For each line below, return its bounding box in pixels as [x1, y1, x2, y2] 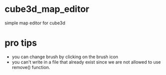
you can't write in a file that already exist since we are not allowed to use [11, 59, 161, 65]
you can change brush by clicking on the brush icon [11, 54, 119, 60]
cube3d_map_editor [4, 3, 90, 15]
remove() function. [11, 64, 50, 70]
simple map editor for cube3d [4, 20, 66, 26]
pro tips [4, 37, 37, 49]
